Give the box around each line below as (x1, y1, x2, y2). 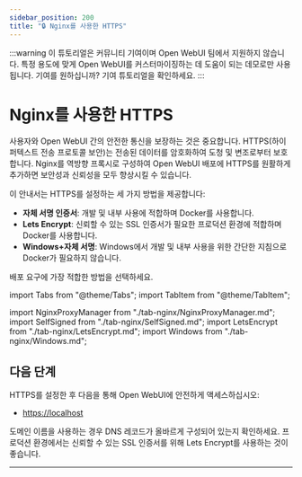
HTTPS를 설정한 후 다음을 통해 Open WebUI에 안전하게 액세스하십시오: (9, 390, 261, 401)
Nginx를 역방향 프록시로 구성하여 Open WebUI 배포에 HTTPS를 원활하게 (35, 158, 291, 169)
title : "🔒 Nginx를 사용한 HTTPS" (9, 22, 128, 31)
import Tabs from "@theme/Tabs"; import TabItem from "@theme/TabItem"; (9, 289, 290, 301)
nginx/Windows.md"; (9, 336, 87, 347)
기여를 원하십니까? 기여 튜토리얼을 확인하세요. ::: (35, 69, 205, 81)
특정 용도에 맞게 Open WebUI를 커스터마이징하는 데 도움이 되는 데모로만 (21, 58, 274, 69)
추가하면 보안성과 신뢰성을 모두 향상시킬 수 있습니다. (9, 170, 191, 181)
